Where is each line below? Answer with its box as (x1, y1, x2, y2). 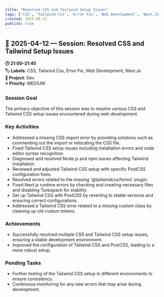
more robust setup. (12, 247, 51, 253)
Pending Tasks (5, 260, 41, 266)
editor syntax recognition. (12, 150, 65, 156)
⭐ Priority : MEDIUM (5, 80, 45, 86)
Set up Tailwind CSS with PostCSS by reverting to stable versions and (12, 192, 153, 198)
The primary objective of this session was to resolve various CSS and (5, 106, 146, 111)
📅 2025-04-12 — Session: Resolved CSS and (5, 39, 145, 47)
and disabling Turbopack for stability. (12, 187, 87, 193)
